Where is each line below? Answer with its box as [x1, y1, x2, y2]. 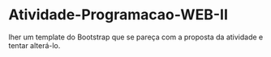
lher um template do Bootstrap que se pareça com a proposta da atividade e [8, 32, 264, 42]
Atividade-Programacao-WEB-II [8, 6, 229, 24]
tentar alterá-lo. [8, 40, 61, 50]
